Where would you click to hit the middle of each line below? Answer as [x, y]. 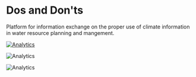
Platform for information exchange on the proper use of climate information [98, 27]
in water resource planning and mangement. [60, 33]
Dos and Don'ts [45, 10]
